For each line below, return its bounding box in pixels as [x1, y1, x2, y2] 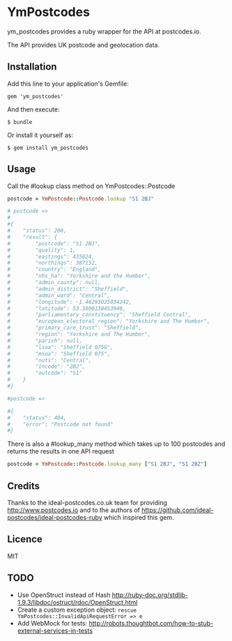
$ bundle [7, 118, 33, 125]
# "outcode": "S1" [7, 370, 82, 377]
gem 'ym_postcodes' [7, 93, 64, 100]
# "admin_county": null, [7, 279, 101, 286]
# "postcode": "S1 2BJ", [7, 240, 101, 247]
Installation [7, 61, 57, 73]
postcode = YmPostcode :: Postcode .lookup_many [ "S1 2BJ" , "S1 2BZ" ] [7, 461, 208, 468]
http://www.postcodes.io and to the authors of [7, 506, 141, 514]
